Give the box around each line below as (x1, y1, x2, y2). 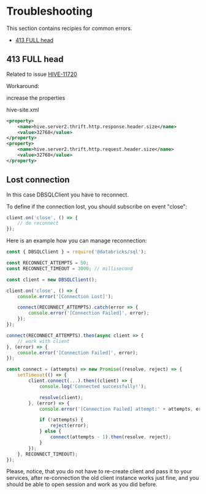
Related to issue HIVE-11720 (6, 70, 78, 78)
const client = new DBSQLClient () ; (6, 277, 97, 283)
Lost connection (6, 174, 70, 185)
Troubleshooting (6, 4, 93, 18)
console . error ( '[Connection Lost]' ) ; (17, 293, 114, 299)
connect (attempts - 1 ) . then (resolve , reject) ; (50, 434, 172, 440)
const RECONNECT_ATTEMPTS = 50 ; (6, 260, 89, 266)
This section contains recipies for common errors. (6, 24, 133, 32)
